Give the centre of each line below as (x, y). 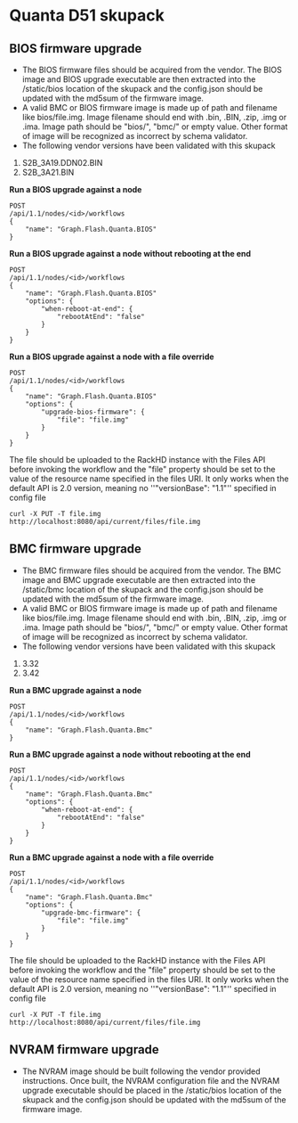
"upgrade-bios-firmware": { (93, 412)
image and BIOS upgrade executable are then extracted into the (139, 79)
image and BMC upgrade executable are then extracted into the (139, 579)
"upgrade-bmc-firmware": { (91, 913)
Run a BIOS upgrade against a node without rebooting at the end (130, 254)
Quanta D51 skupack (87, 16)
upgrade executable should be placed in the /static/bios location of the (152, 1090)
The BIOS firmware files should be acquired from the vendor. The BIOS (152, 70)
